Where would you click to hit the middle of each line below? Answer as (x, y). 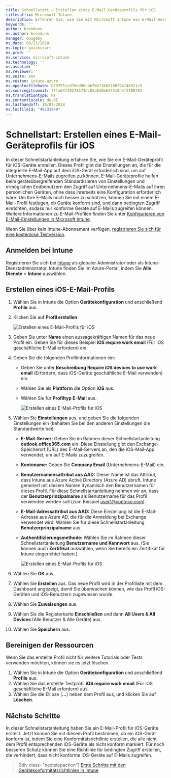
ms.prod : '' (18, 52)
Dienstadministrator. (27, 268)
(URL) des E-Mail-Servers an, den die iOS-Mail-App (100, 449)
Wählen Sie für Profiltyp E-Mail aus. (59, 398)
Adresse (29, 517)
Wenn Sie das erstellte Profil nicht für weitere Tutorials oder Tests (74, 657)
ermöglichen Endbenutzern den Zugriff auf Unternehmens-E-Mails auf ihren (85, 186)
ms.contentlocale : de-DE (32, 100)
